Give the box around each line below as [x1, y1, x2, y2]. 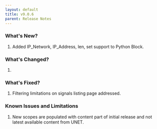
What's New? [5, 32, 38, 39]
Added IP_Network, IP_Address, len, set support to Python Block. [12, 44, 144, 50]
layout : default [5, 7, 38, 12]
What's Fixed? [5, 79, 40, 86]
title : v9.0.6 [5, 12, 34, 17]
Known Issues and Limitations [5, 103, 78, 109]
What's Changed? [5, 56, 49, 63]
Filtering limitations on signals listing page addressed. [12, 90, 121, 96]
